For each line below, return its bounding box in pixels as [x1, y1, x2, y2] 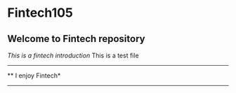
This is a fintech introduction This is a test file [7, 51, 139, 59]
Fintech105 [7, 5, 74, 21]
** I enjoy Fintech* [7, 71, 61, 80]
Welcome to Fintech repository [7, 33, 145, 45]
